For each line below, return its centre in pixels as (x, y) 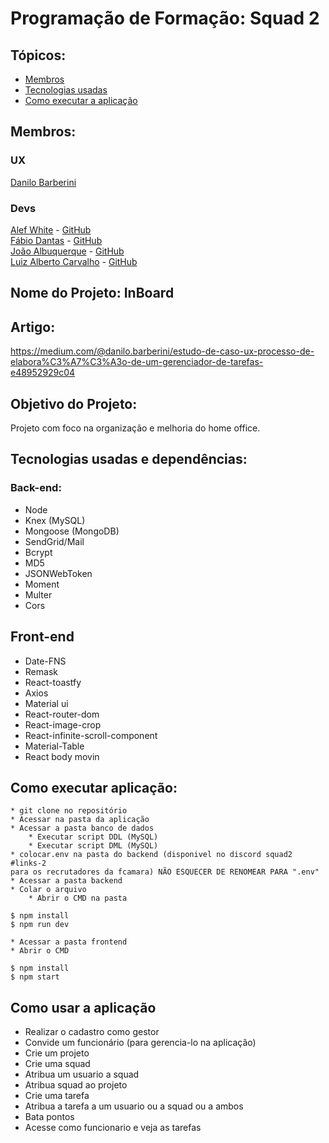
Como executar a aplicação (81, 100)
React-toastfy (53, 682)
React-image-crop (63, 724)
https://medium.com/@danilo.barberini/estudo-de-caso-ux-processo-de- (162, 351)
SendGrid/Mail (54, 541)
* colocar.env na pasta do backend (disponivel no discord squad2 (151, 855)
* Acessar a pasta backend (66, 881)
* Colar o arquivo (48, 890)
